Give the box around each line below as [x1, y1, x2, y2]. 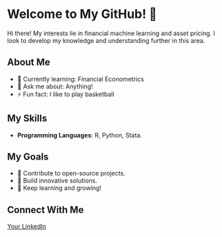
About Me [7, 57, 50, 68]
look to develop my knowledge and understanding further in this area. [7, 36, 205, 44]
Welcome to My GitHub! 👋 [7, 6, 157, 22]
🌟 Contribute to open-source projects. [17, 169, 125, 178]
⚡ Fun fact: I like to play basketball [17, 90, 115, 98]
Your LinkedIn [7, 222, 47, 231]
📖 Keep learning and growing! [17, 184, 102, 192]
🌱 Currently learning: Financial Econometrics [17, 75, 145, 83]
